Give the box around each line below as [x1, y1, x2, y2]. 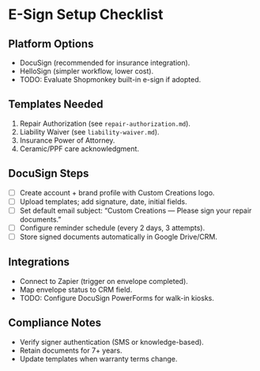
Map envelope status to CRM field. [19, 285, 133, 294]
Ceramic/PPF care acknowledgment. [19, 144, 140, 153]
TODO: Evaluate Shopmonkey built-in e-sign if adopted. [19, 75, 202, 84]
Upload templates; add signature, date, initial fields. [19, 196, 187, 206]
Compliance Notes [8, 316, 101, 330]
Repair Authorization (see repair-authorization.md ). [19, 119, 191, 128]
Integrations [8, 256, 70, 269]
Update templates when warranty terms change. [19, 354, 178, 363]
